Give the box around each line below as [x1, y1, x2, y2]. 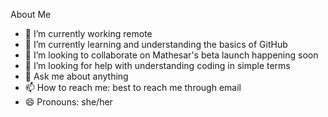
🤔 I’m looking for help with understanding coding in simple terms [24, 60, 291, 71]
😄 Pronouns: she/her [24, 96, 113, 108]
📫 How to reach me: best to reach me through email [24, 82, 242, 93]
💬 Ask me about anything [24, 70, 129, 82]
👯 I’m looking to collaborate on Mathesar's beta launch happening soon [24, 49, 319, 61]
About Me [10, 9, 52, 20]
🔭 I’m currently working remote [24, 28, 153, 39]
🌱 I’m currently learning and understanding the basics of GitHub [24, 39, 288, 50]
